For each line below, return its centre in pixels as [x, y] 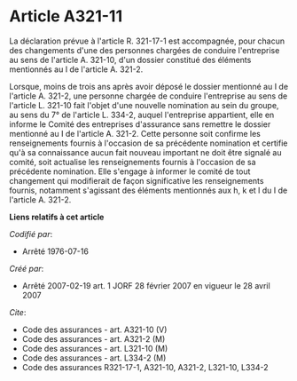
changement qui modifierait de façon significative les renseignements [137, 180]
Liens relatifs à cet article [57, 217]
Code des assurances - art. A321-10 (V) [94, 329]
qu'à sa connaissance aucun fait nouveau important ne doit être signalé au [145, 152]
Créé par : [27, 268]
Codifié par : [31, 234]
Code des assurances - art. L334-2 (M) [94, 358]
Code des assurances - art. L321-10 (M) [95, 348]
